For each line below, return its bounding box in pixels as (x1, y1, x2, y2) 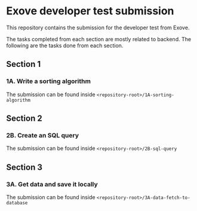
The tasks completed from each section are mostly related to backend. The (6, 35, 192, 42)
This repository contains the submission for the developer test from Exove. (6, 24, 190, 31)
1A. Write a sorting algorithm (6, 77, 91, 85)
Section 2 (6, 114, 43, 124)
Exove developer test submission (6, 4, 174, 18)
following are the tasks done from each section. (6, 42, 124, 49)
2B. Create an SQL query (6, 131, 79, 139)
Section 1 (6, 59, 41, 69)
